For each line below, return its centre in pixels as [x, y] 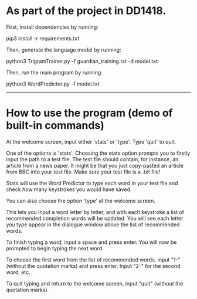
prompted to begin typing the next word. [55, 248]
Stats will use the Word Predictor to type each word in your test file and [92, 183]
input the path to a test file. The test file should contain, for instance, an [92, 159]
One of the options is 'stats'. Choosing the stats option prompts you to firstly [98, 153]
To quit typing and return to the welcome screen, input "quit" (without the [95, 283]
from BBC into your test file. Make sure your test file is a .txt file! [83, 172]
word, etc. [18, 272]
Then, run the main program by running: [54, 72]
